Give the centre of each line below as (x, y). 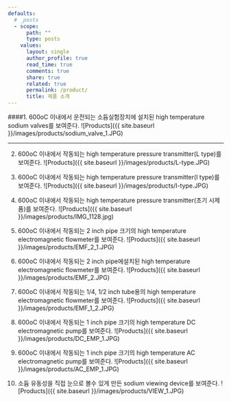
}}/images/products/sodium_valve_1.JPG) (65, 133)
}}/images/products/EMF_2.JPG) (64, 278)
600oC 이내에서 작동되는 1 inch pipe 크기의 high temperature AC (106, 353)
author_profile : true (57, 58)
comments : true (48, 71)
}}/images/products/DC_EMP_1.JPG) (69, 338)
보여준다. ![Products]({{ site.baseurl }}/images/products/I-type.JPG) (113, 186)
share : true (43, 77)
